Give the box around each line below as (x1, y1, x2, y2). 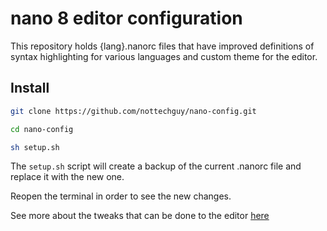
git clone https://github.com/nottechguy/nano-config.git (10, 106, 257, 116)
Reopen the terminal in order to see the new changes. (10, 190, 232, 202)
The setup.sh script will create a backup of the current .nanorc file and (10, 160, 302, 172)
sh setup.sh (10, 142, 60, 152)
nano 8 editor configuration (10, 7, 243, 30)
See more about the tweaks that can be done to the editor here (10, 210, 270, 222)
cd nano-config (10, 124, 74, 134)
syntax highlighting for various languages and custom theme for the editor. (10, 50, 318, 62)
